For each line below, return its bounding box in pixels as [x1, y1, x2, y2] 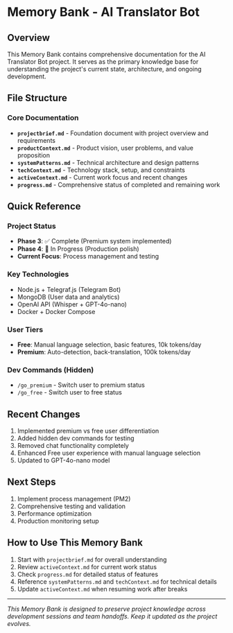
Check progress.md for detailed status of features [17, 570, 158, 578]
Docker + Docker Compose [17, 307, 96, 315]
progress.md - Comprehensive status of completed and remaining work [17, 180, 221, 189]
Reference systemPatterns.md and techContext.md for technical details [17, 577, 217, 586]
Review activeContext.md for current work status [17, 562, 157, 571]
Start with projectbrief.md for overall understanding [17, 555, 167, 564]
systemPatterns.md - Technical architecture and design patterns [17, 158, 200, 166]
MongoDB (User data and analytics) [17, 293, 120, 301]
